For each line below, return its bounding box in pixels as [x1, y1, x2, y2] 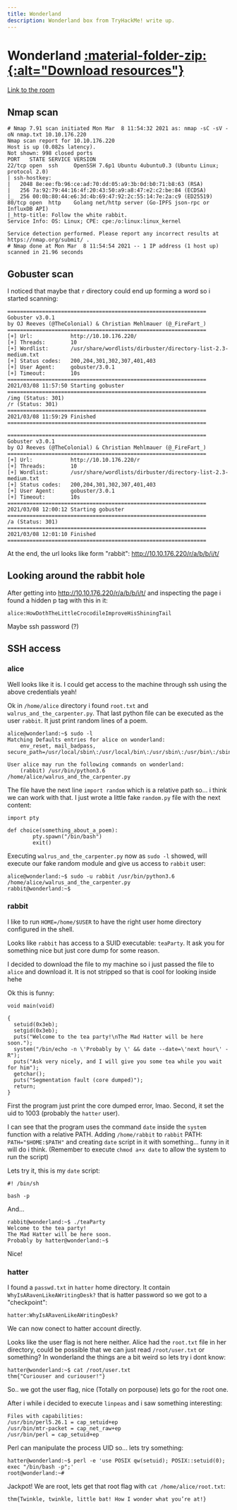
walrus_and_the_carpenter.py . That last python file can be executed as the [7, 709, 224, 717]
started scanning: [7, 294, 59, 303]
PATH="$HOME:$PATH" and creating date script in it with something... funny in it [7, 1137, 229, 1146]
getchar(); [13, 1070, 46, 1077]
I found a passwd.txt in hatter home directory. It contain [7, 1283, 171, 1291]
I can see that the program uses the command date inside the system [7, 1122, 207, 1131]
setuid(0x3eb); [13, 1021, 59, 1028]
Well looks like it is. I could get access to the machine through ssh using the [7, 680, 227, 688]
